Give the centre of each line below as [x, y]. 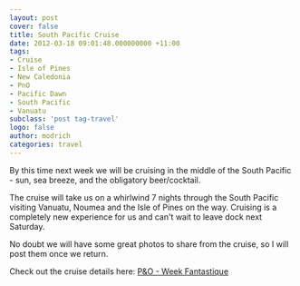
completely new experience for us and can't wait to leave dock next [136, 217]
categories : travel [46, 144]
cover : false [34, 26]
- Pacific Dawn [38, 94]
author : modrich [40, 136]
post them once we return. [59, 253]
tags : [19, 52]
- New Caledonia [40, 77]
